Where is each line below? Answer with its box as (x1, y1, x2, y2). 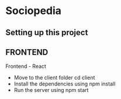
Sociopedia (5, 4, 62, 18)
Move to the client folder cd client (13, 74, 95, 81)
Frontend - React (5, 63, 46, 70)
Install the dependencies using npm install (13, 80, 116, 87)
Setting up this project (5, 28, 88, 37)
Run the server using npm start (13, 87, 89, 94)
